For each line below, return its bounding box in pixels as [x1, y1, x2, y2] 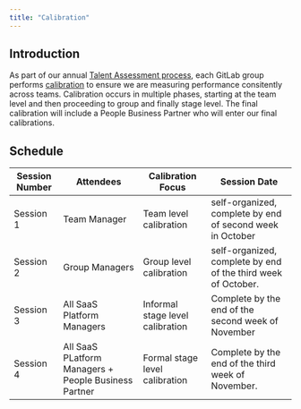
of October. [211, 278, 260, 291]
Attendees [75, 175, 122, 188]
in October [211, 230, 255, 243]
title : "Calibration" [9, 13, 90, 22]
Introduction [9, 47, 81, 62]
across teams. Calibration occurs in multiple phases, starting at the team [9, 89, 277, 99]
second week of [211, 315, 279, 328]
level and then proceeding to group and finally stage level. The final [9, 98, 258, 109]
